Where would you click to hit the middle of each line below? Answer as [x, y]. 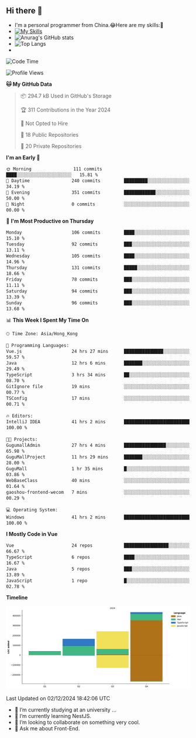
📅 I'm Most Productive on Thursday [50, 221]
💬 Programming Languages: [37, 345]
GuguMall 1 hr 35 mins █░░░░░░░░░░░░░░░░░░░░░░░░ [98, 469]
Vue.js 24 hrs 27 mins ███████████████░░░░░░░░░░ [98, 351]
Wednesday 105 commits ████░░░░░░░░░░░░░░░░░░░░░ [98, 256]
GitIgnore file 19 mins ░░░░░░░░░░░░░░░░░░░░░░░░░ [98, 386]
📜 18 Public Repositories [49, 134]
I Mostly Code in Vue [32, 534]
